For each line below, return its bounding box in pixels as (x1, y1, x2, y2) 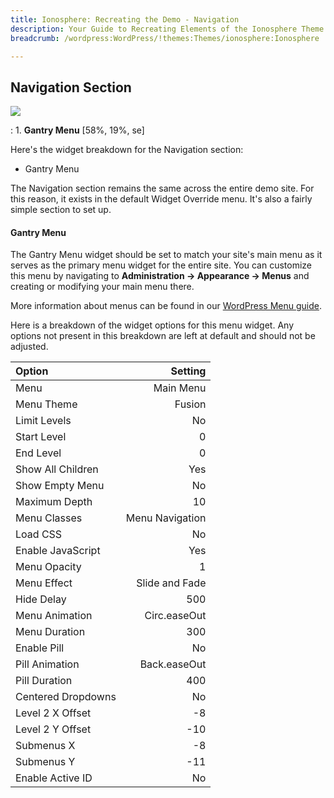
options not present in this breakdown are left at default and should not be (10, 330, 316, 342)
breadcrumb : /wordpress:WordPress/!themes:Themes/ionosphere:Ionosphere (10, 33, 320, 43)
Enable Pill (15, 641, 65, 655)
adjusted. (10, 341, 49, 353)
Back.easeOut (139, 657, 207, 671)
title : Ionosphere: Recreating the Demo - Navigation (10, 14, 240, 25)
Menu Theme (15, 397, 78, 411)
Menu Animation (15, 609, 93, 623)
